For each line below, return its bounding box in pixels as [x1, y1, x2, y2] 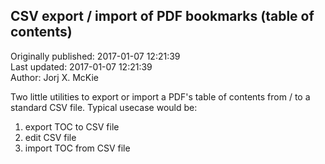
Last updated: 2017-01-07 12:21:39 [10, 60, 153, 73]
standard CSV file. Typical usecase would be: [10, 101, 198, 113]
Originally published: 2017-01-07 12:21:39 [10, 50, 181, 62]
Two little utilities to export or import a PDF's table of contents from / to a [10, 90, 311, 103]
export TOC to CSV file [24, 120, 120, 133]
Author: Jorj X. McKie [10, 71, 99, 83]
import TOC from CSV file [24, 142, 131, 154]
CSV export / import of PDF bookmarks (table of [10, 8, 315, 25]
